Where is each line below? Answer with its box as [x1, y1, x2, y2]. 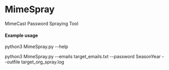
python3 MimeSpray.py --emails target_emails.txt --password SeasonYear [5, 54, 161, 60]
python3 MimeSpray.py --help [5, 43, 68, 50]
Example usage [5, 32, 38, 38]
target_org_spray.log [21, 59, 64, 65]
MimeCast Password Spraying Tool [5, 20, 79, 27]
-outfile [5, 59, 20, 65]
